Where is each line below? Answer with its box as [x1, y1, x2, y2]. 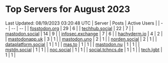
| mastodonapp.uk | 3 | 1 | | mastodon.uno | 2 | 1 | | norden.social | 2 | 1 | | [5, 36, 157, 42]
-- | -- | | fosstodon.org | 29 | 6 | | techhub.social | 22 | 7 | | [11, 25, 134, 31]
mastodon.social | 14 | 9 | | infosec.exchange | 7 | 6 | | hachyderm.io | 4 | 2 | [5, 30, 163, 36]
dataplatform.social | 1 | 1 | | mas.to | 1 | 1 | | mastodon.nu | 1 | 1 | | [5, 41, 140, 47]
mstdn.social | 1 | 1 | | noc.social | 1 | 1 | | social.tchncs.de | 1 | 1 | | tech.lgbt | [5, 46, 162, 52]
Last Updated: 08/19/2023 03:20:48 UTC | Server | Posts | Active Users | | [5, 20, 160, 26]
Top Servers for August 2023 [5, 3, 130, 15]
